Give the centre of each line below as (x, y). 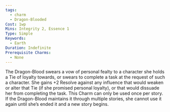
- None (17, 57)
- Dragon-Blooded (28, 19)
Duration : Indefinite (28, 48)
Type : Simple (19, 34)
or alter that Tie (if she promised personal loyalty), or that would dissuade (82, 88)
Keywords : (16, 39)
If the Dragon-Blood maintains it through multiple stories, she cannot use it (83, 99)
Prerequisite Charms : (28, 52)
